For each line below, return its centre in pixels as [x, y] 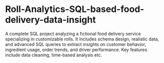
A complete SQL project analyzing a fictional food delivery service [73, 33]
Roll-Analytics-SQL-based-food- [75, 9]
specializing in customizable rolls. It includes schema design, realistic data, [82, 39]
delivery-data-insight [51, 20]
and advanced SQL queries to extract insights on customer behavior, [76, 44]
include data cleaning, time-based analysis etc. [54, 55]
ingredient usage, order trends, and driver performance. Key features [76, 49]
